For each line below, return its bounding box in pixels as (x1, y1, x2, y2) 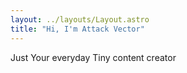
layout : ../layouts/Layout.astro (10, 14, 150, 25)
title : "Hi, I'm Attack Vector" (10, 24, 145, 34)
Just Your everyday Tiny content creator (10, 51, 177, 63)
